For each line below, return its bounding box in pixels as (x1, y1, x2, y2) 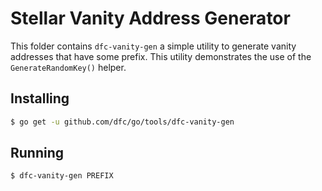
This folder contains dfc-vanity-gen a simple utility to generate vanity (10, 40, 297, 52)
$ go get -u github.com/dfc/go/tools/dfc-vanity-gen (10, 117, 235, 127)
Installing (10, 90, 70, 107)
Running (10, 145, 65, 162)
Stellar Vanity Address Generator (10, 7, 291, 30)
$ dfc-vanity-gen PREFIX (10, 171, 114, 181)
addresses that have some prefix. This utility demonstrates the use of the (10, 50, 312, 62)
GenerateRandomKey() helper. (10, 61, 127, 73)
